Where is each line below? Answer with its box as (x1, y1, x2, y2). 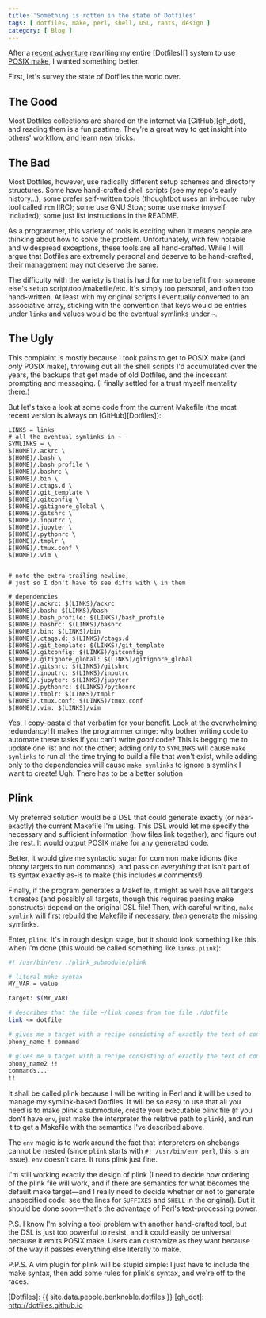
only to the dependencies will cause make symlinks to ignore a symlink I (8, 760, 241, 769)
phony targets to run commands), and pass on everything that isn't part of (8, 861, 250, 871)
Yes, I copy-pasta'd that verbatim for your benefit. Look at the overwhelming (8, 718, 258, 727)
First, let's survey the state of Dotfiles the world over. (8, 72, 181, 82)
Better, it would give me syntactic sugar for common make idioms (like (8, 853, 237, 862)
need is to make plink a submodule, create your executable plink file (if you (8, 1105, 253, 1116)
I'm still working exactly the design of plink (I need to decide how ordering (8, 1170, 250, 1180)
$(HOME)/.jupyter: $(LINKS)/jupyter (8, 676, 129, 684)
